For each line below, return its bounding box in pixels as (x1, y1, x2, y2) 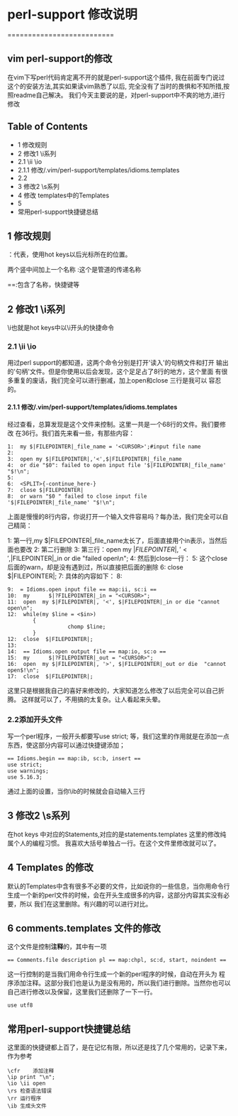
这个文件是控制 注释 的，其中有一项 (7, 942, 107, 951)
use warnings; (7, 767, 50, 775)
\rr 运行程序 (7, 1095, 42, 1103)
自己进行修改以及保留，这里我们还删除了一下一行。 (7, 988, 157, 996)
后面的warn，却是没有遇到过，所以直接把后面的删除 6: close (7, 562, 184, 571)
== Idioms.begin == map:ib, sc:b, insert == (7, 755, 141, 762)
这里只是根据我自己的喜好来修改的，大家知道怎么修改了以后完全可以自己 (7, 686, 218, 694)
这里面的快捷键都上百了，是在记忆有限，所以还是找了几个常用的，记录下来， (7, 1043, 231, 1051)
